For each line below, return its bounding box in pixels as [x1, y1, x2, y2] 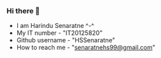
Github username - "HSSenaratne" [16, 36, 115, 44]
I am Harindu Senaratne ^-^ [16, 22, 95, 30]
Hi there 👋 [6, 6, 41, 16]
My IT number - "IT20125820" [16, 29, 103, 37]
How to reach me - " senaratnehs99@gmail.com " [16, 44, 156, 52]
